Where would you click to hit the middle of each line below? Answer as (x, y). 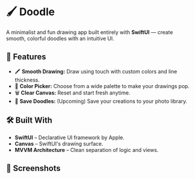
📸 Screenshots (33, 168)
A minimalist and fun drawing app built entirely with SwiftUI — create (90, 32)
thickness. (27, 80)
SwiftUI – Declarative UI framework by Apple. (69, 137)
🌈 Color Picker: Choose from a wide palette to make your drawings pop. (102, 86)
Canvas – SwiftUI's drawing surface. (59, 143)
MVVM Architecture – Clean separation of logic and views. (86, 150)
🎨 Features (26, 57)
